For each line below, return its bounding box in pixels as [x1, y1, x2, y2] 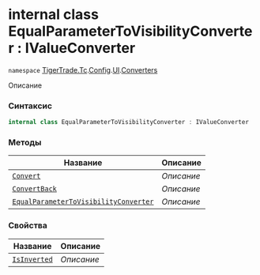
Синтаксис [8, 100, 53, 111]
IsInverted [12, 254, 53, 264]
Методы [8, 137, 42, 148]
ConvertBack [12, 184, 58, 194]
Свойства [8, 220, 47, 231]
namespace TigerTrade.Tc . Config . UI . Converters [8, 65, 158, 74]
